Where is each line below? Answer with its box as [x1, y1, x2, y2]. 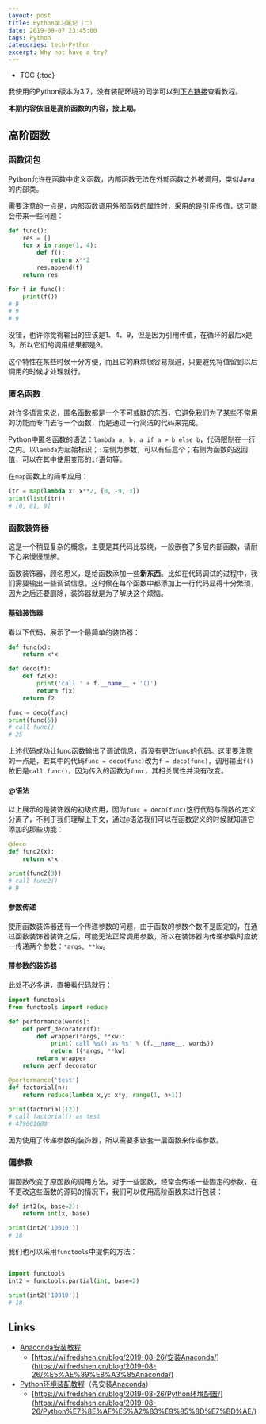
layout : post [8, 11, 51, 20]
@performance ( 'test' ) [8, 1076, 80, 1084]
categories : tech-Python [8, 41, 90, 49]
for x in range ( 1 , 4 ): [22, 241, 97, 250]
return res [22, 271, 59, 278]
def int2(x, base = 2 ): [8, 1203, 80, 1211]
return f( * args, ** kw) [50, 1047, 126, 1055]
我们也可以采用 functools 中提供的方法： [8, 1247, 138, 1257]
